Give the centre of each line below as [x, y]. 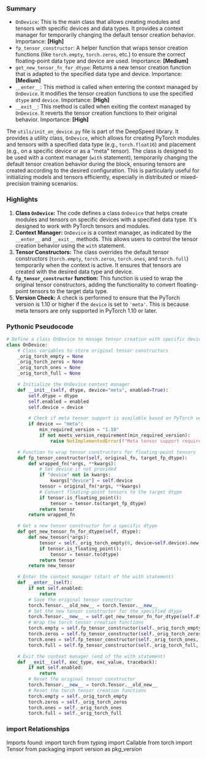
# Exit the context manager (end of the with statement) [92, 656]
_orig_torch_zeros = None [51, 362]
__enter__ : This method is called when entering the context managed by [106, 87]
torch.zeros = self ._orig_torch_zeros [78, 702]
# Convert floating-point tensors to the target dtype [111, 492]
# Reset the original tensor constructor [82, 679]
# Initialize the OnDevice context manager [74, 384]
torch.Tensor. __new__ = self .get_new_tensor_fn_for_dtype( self [111, 617]
